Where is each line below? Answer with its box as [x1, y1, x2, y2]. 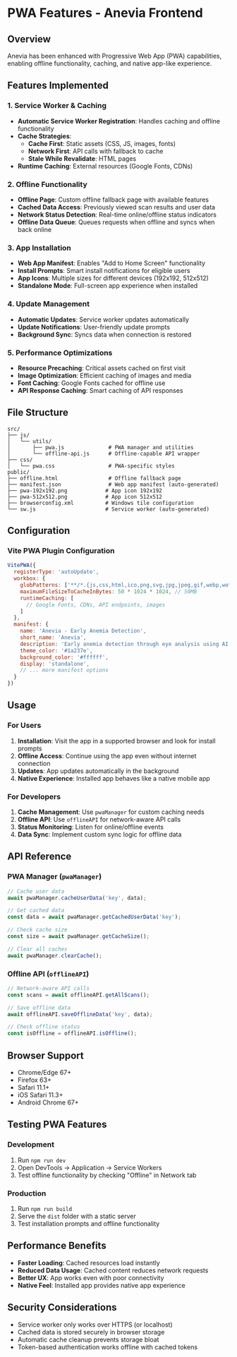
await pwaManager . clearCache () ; [7, 952, 102, 959]
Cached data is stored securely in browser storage [17, 1327, 165, 1336]
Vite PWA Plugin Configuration [7, 546, 115, 555]
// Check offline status [7, 1023, 80, 1030]
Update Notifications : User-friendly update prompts [17, 322, 171, 331]
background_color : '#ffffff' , [20, 654, 109, 661]
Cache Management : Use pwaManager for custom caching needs [17, 808, 205, 816]
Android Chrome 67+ [17, 1098, 79, 1107]
